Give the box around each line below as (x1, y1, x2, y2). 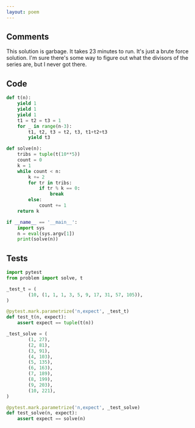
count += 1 (38, 202, 67, 208)
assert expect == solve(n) (17, 416, 86, 422)
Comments (6, 32, 49, 42)
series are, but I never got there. (6, 61, 87, 68)
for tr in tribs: (28, 180, 72, 186)
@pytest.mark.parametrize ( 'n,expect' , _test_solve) (6, 404, 140, 410)
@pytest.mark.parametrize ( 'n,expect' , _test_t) (6, 308, 130, 315)
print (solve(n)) (17, 236, 59, 242)
